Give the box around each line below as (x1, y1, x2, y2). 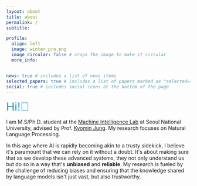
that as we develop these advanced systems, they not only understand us (6, 154, 185, 161)
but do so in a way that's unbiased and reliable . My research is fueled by (6, 161, 184, 168)
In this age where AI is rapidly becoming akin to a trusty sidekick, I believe (6, 142, 185, 149)
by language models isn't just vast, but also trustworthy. (6, 173, 141, 180)
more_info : (11, 57, 38, 63)
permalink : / (6, 19, 38, 25)
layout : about (6, 8, 41, 15)
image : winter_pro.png (11, 46, 67, 53)
